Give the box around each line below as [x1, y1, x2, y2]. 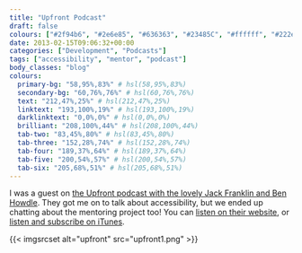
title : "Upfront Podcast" [9, 13, 106, 22]
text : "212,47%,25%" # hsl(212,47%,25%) [17, 96, 171, 106]
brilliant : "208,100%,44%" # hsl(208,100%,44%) [17, 122, 200, 131]
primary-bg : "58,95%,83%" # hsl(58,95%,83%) [17, 80, 187, 89]
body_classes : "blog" [9, 64, 91, 73]
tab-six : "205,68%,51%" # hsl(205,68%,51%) [17, 163, 182, 172]
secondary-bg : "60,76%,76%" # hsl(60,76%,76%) [17, 88, 195, 97]
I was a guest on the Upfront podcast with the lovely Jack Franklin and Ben [9, 188, 288, 198]
